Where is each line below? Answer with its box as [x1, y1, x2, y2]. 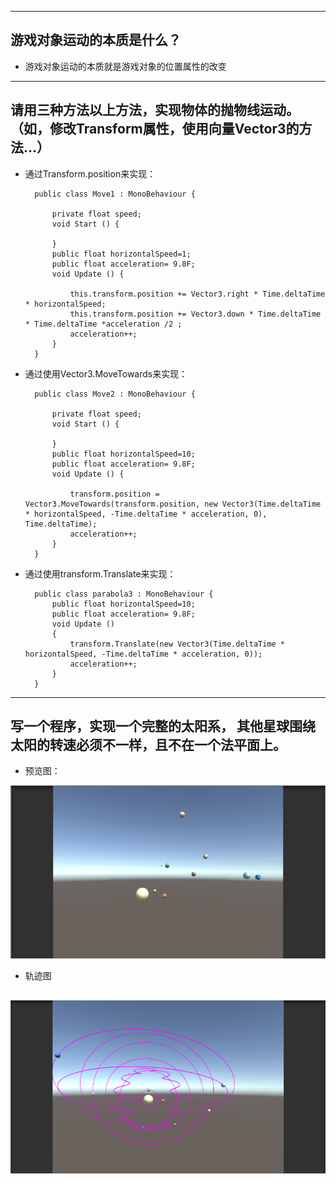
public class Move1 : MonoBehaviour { [34, 189, 196, 199]
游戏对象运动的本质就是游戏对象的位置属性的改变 [24, 60, 227, 72]
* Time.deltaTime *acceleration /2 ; [24, 319, 183, 329]
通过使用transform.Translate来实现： [24, 567, 177, 580]
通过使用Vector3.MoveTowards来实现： [24, 367, 188, 380]
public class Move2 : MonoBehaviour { [34, 389, 196, 399]
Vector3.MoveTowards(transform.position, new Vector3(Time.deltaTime [24, 499, 322, 509]
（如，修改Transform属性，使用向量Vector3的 [10, 121, 300, 138]
